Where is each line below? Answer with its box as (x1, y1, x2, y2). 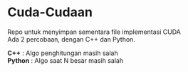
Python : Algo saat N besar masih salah (7, 56, 124, 64)
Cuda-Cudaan (7, 4, 93, 20)
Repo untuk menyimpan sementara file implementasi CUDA (7, 28, 182, 36)
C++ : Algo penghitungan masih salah (7, 49, 119, 57)
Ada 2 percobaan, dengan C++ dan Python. (7, 35, 135, 43)
